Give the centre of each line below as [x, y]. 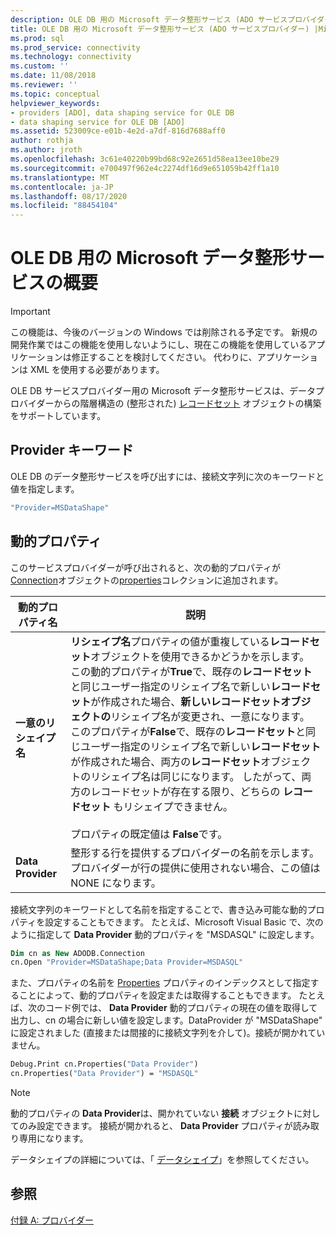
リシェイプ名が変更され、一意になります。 [210, 716]
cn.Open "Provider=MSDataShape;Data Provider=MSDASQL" [127, 962]
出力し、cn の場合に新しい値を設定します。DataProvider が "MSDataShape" [166, 1020]
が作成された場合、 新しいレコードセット [186, 701]
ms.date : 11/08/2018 [53, 76]
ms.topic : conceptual [55, 94]
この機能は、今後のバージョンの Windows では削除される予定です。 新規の [164, 332]
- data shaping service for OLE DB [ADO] [98, 122]
